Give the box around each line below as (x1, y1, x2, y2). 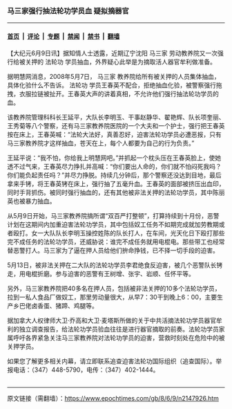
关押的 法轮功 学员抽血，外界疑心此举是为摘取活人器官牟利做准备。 (25, 57, 216, 66)
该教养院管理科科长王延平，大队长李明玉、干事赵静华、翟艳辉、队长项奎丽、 (7, 113, 225, 121)
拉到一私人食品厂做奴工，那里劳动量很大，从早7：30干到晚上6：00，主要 (7, 293, 217, 301)
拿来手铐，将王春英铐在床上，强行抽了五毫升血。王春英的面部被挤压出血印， (7, 179, 225, 188)
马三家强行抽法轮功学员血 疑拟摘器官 (7, 6, 129, 15)
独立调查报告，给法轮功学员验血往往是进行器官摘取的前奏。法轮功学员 (19, 325, 219, 333)
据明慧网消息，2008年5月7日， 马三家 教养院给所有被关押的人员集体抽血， (7, 72, 220, 80)
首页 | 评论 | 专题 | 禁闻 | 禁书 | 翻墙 (7, 32, 120, 40)
